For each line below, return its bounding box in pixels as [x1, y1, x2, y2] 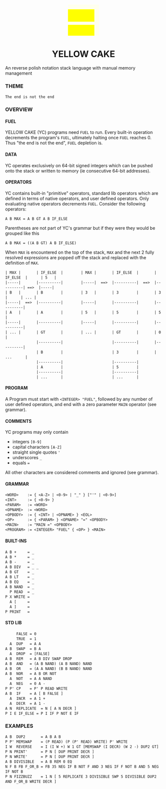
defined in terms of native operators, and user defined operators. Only [5, 196, 149, 201]
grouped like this [5, 230, 40, 236]
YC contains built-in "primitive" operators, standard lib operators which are [5, 190, 159, 196]
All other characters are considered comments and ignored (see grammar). [5, 470, 159, 476]
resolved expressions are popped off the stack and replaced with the [5, 254, 147, 260]
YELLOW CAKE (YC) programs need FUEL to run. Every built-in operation [5, 129, 153, 135]
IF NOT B [5, 769, 23, 775]
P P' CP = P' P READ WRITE [5, 686, 68, 691]
